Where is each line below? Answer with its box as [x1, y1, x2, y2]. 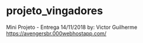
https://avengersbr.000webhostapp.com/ [6, 29, 107, 37]
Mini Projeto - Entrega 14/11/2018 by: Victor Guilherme [6, 24, 138, 31]
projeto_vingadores [6, 4, 103, 18]
